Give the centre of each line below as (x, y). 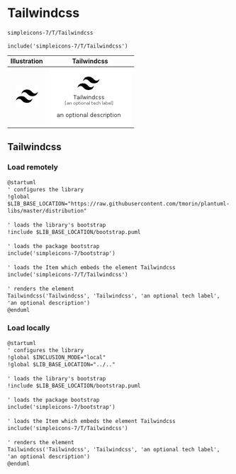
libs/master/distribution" (47, 210)
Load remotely (33, 167)
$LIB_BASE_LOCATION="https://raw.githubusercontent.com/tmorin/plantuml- (119, 203)
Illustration (27, 61)
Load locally (29, 327)
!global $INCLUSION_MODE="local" (57, 358)
